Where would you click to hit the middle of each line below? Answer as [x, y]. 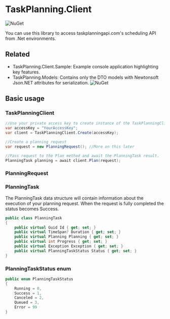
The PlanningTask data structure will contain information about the [74, 198]
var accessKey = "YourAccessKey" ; [42, 128]
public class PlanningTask [34, 218]
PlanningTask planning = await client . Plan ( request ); [63, 160]
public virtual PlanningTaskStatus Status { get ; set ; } [76, 251]
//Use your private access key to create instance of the [68, 123]
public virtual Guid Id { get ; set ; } [55, 227]
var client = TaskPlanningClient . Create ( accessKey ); [62, 133]
